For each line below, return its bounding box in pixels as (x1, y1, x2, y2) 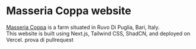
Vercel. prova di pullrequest (6, 36, 74, 43)
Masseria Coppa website (6, 4, 132, 18)
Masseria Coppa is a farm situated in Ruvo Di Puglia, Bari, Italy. (6, 24, 160, 31)
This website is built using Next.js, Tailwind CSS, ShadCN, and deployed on (6, 30, 191, 37)
